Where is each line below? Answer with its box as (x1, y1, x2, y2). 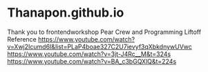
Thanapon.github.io (7, 5, 124, 21)
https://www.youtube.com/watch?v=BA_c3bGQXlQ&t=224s (7, 57, 177, 65)
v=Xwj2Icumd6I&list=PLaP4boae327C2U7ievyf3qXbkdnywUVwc (7, 42, 192, 51)
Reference (7, 35, 37, 43)
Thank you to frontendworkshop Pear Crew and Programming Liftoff (7, 28, 202, 36)
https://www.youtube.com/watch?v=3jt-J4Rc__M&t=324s (7, 50, 171, 58)
